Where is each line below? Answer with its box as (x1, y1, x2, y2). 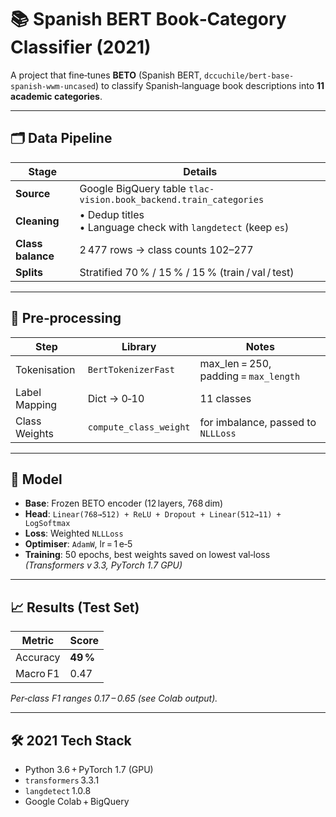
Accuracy (15, 651, 61, 665)
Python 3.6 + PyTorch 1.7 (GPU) (24, 764, 154, 775)
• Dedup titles (79, 207, 145, 221)
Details (183, 164, 218, 178)
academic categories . (10, 90, 103, 102)
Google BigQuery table (79, 181, 187, 195)
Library (121, 339, 157, 353)
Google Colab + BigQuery (24, 796, 130, 807)
